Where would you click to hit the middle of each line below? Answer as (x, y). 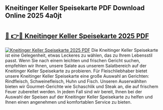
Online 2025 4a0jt (33, 16)
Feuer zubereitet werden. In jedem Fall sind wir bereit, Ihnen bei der (74, 92)
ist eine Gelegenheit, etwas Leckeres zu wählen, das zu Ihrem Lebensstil (79, 55)
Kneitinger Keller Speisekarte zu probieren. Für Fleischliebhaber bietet (76, 71)
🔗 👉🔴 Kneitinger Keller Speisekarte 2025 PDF (77, 36)
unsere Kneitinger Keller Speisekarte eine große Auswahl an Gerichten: (77, 76)
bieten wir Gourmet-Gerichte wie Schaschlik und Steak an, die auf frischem (82, 87)
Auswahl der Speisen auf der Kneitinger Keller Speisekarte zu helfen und (79, 97)
